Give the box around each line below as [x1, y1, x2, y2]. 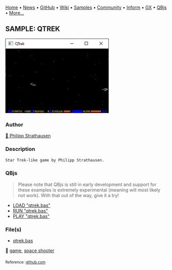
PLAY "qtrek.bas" [12, 213, 50, 219]
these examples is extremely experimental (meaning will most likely [17, 187, 161, 193]
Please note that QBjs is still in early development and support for [17, 181, 157, 187]
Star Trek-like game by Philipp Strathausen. [5, 158, 104, 163]
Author [5, 121, 24, 128]
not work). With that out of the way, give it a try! [17, 192, 119, 198]
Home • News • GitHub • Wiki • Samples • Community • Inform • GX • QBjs [5, 5, 167, 10]
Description [5, 146, 35, 153]
